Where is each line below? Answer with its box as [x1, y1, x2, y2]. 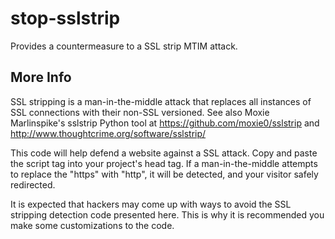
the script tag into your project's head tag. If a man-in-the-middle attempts [10, 157, 318, 169]
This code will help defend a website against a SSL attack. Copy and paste [10, 147, 318, 159]
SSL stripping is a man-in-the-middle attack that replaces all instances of [10, 95, 312, 107]
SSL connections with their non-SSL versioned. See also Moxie [10, 106, 270, 118]
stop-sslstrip [10, 7, 121, 30]
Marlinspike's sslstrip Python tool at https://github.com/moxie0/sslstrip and [10, 117, 320, 129]
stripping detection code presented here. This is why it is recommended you [10, 208, 325, 221]
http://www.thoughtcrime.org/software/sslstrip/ [10, 127, 207, 139]
